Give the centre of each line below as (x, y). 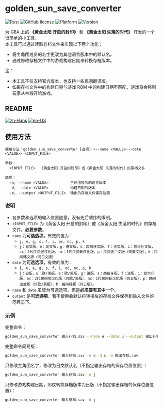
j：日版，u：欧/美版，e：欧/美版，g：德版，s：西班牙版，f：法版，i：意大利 (87, 273)
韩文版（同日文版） (39, 257)
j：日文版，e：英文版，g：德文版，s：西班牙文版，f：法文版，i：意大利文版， (87, 246)
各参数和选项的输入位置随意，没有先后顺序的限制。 (63, 217)
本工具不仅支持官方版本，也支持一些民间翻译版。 (61, 81)
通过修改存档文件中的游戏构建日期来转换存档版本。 (63, 60)
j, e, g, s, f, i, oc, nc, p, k (52, 241)
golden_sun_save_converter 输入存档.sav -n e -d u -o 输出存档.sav (72, 356)
